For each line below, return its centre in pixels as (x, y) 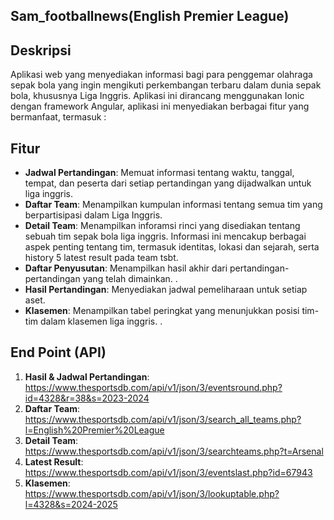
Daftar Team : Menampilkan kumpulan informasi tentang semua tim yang (173, 205)
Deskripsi (41, 50)
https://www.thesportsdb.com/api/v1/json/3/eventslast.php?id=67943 (168, 472)
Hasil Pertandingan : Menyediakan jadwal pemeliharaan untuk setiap (166, 290)
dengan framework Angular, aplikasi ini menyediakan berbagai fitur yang (160, 106)
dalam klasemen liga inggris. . (101, 321)
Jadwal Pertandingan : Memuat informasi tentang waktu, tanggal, (159, 173)
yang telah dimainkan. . (130, 279)
